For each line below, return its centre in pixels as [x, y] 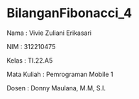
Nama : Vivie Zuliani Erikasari [49, 33]
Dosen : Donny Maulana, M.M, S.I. [56, 88]
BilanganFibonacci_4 [69, 13]
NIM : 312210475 [31, 46]
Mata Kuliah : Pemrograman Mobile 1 [60, 74]
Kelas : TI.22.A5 [30, 60]
